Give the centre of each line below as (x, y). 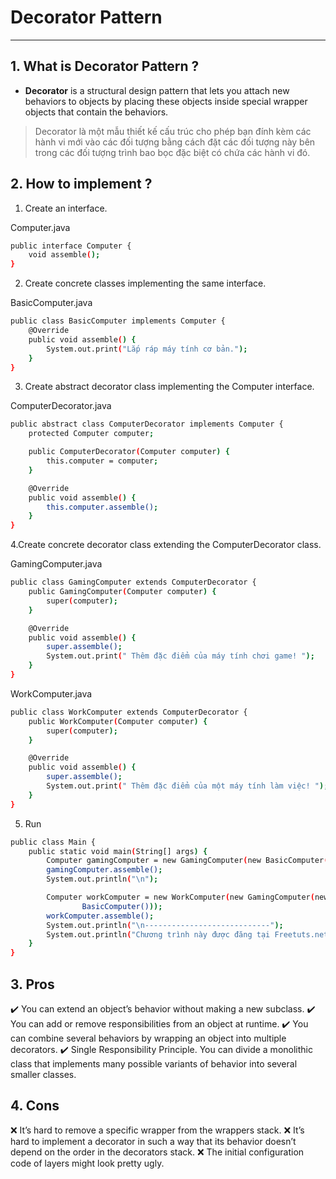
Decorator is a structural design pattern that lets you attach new (157, 90)
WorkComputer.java (51, 693)
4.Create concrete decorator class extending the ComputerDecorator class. (166, 545)
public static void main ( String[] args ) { (118, 851)
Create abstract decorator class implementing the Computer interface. (169, 387)
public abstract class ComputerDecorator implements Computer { (147, 424)
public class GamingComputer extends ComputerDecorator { (133, 582)
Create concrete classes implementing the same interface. (145, 283)
